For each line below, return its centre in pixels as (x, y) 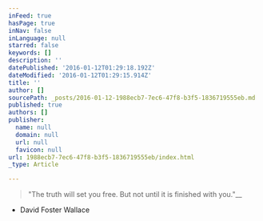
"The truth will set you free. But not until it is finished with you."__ (135, 195)
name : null (34, 127)
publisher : (26, 120)
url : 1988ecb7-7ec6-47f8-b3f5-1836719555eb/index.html (102, 157)
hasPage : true (32, 23)
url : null (32, 142)
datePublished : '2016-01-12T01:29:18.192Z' (82, 68)
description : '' (35, 61)
